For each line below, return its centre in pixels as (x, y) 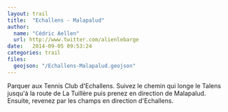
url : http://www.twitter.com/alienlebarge (76, 40)
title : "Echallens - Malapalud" (56, 20)
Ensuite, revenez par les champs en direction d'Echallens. (90, 100)
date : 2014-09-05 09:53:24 (50, 46)
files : (17, 59)
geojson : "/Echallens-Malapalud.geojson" (75, 66)
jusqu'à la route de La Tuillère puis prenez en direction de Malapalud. (107, 93)
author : (19, 27)
